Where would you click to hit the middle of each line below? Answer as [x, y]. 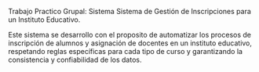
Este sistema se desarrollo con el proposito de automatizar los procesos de [129, 35]
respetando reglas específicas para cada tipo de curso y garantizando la [126, 51]
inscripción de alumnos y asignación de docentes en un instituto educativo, [130, 43]
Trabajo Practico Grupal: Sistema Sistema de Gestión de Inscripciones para [129, 11]
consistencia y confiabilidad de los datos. [75, 59]
